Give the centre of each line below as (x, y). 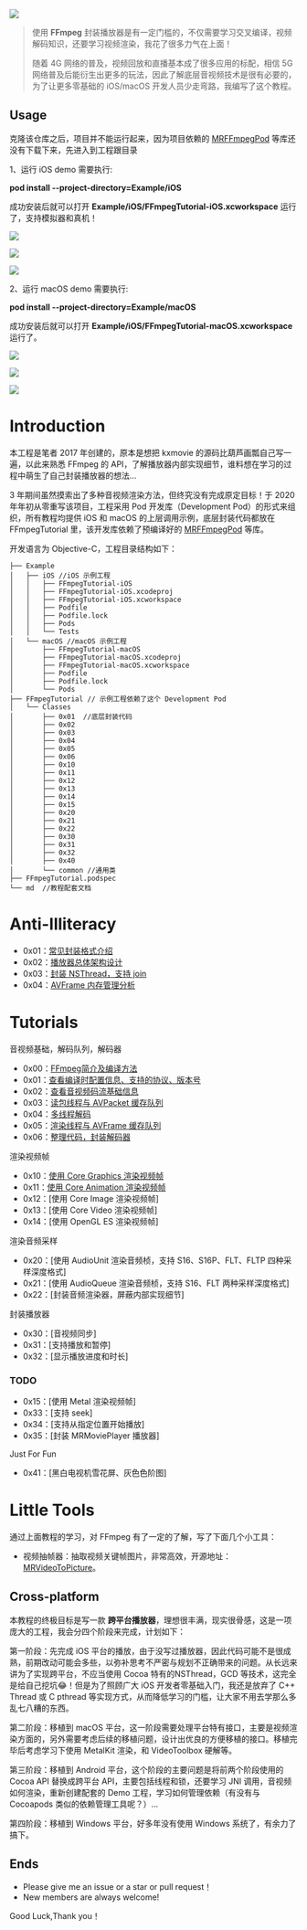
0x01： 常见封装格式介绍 (68, 950)
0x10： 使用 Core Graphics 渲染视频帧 (93, 1175)
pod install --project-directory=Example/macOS (103, 307)
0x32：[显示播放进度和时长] (75, 1356)
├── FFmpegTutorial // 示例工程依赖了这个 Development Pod (118, 699)
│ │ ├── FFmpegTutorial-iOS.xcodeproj (91, 591)
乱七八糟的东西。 (42, 1708)
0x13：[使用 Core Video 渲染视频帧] (90, 1210)
